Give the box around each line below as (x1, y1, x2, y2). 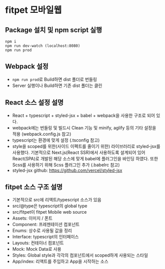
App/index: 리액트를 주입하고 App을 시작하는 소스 (12, 259, 109, 265)
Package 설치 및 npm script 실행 (5, 26, 102, 34)
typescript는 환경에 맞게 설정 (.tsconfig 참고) (12, 137, 100, 143)
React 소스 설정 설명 (5, 98, 64, 107)
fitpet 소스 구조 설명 (5, 183, 63, 192)
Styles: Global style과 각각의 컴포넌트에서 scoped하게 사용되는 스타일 (12, 252, 148, 258)
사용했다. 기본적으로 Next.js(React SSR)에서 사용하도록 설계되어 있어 (12, 149, 146, 155)
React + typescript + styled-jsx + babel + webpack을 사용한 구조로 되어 (12, 112, 155, 118)
